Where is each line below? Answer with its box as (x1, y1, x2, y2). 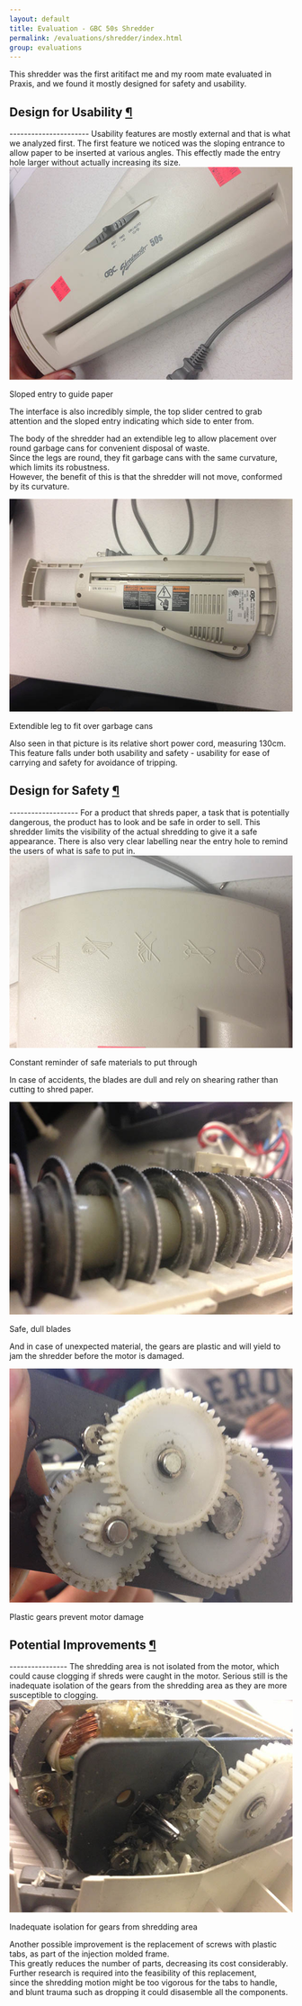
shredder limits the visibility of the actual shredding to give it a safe (9, 826, 258, 837)
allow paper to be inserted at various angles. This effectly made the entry (9, 148, 281, 158)
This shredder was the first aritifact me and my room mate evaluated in (9, 68, 272, 80)
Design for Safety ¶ (9, 783, 120, 798)
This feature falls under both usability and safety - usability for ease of (9, 748, 271, 759)
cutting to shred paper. (9, 1084, 94, 1094)
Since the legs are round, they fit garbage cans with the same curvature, (9, 453, 278, 463)
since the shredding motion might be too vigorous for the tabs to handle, (9, 1977, 278, 1988)
